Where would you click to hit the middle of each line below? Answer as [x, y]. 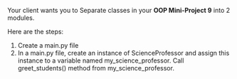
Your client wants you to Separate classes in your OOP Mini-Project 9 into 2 [119, 10]
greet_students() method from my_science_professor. [96, 68]
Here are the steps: [36, 32]
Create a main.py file [48, 45]
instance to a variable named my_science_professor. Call [101, 60]
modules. [21, 18]
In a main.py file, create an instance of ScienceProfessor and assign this [123, 53]
